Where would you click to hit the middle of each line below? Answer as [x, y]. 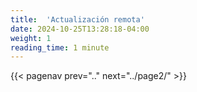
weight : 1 [31, 38]
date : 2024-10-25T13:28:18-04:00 [80, 29]
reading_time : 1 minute [60, 47]
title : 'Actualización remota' [77, 19]
